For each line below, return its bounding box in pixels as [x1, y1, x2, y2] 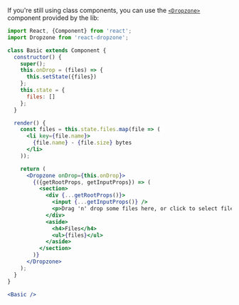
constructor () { [14, 53, 62, 61]
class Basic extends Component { [7, 46, 107, 54]
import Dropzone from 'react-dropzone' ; [7, 33, 129, 41]
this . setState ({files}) [26, 73, 97, 81]
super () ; [20, 60, 46, 67]
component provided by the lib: [7, 14, 100, 22]
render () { [14, 119, 46, 127]
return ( [20, 165, 46, 172]
